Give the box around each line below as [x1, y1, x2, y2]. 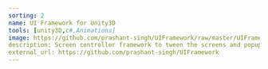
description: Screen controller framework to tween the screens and [8, 41, 241, 49]
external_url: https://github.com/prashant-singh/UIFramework [8, 48, 219, 56]
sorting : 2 [8, 11, 45, 20]
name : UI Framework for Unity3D [8, 19, 116, 27]
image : [8, 33, 30, 42]
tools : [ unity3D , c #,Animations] [8, 26, 116, 34]
